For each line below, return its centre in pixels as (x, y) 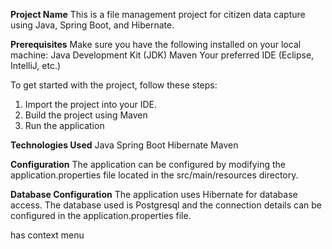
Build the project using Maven (86, 115)
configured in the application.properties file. (101, 215)
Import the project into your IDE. (91, 104)
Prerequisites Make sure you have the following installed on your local (156, 44)
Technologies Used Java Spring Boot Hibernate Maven (124, 145)
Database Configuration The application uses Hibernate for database (154, 194)
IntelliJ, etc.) (36, 65)
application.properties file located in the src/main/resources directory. (154, 175)
